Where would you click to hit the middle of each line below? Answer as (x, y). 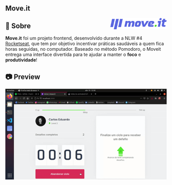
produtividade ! (21, 60)
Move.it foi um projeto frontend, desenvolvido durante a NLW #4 (74, 38)
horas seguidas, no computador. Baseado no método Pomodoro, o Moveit (83, 49)
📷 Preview (23, 77)
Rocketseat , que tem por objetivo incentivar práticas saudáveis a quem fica (85, 44)
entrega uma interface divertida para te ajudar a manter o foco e (73, 55)
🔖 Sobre (18, 26)
